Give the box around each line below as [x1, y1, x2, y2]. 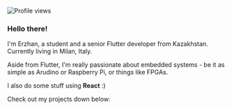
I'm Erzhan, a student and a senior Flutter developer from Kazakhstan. [7, 40, 208, 48]
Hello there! [7, 24, 48, 33]
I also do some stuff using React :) [7, 81, 106, 90]
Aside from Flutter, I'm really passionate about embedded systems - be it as [7, 61, 225, 69]
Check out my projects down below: [7, 95, 111, 104]
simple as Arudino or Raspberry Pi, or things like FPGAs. [7, 68, 169, 77]
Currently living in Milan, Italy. [7, 47, 93, 56]
